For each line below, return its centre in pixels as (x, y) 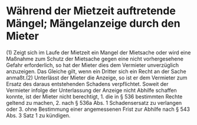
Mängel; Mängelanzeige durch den (93, 23)
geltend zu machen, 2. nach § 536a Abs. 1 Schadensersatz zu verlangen (94, 102)
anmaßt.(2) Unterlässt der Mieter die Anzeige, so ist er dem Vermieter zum (97, 78)
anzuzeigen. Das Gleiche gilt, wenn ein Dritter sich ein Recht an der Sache (96, 71)
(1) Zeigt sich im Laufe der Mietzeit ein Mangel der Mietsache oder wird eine (98, 52)
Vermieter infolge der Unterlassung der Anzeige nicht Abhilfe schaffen (91, 90)
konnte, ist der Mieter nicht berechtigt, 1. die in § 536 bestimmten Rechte (94, 97)
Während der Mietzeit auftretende (91, 11)
